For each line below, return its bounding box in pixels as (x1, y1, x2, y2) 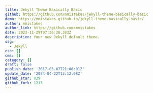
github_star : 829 (5, 76, 41, 81)
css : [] (5, 48, 21, 53)
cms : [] (5, 53, 21, 58)
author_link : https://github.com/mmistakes (5, 26, 96, 31)
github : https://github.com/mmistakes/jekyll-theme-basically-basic (5, 12, 149, 17)
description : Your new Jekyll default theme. (5, 35, 100, 40)
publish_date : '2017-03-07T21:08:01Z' (5, 67, 85, 72)
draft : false (5, 62, 32, 67)
